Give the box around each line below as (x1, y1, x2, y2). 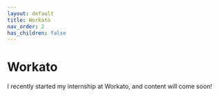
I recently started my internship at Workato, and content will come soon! (7, 82, 213, 91)
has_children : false (7, 29, 67, 37)
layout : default (7, 10, 54, 17)
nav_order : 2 (7, 23, 45, 30)
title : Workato (7, 17, 51, 24)
